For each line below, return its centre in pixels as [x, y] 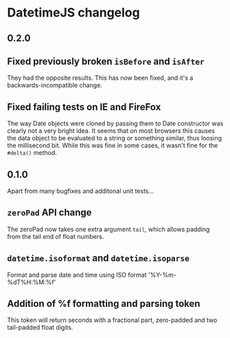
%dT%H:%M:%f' [32, 282]
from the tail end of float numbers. [56, 236]
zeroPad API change [49, 212]
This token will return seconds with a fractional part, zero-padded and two [112, 320]
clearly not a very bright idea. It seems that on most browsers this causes [111, 131]
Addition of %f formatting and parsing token [104, 304]
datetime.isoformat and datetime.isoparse [99, 258]
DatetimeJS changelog [73, 13]
